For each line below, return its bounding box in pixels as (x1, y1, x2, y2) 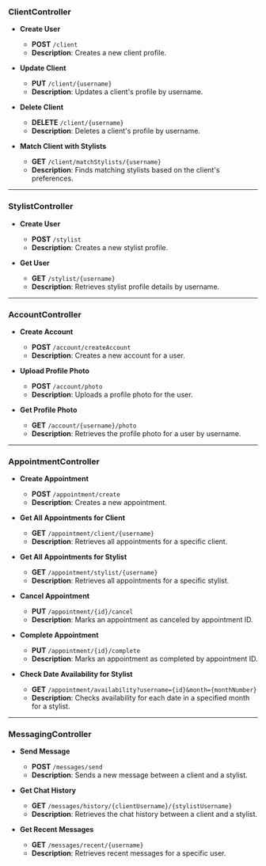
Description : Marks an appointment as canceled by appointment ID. (31, 615, 253, 625)
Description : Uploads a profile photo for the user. (31, 389, 193, 399)
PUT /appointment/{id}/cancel (31, 606, 134, 616)
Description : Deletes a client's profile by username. (31, 126, 200, 136)
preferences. (31, 173, 74, 184)
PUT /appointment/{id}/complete (31, 646, 141, 655)
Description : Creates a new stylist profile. (31, 242, 169, 252)
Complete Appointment (19, 630, 99, 640)
